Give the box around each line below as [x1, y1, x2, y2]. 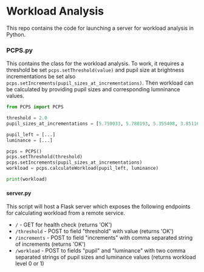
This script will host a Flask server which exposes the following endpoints [6, 203, 191, 211]
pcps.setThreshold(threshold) [6, 154, 83, 160]
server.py [6, 189, 32, 197]
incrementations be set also [6, 73, 76, 80]
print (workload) [6, 176, 47, 183]
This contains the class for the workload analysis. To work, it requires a [6, 60, 184, 68]
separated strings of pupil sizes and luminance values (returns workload [15, 254, 196, 261]
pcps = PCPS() [6, 148, 42, 155]
